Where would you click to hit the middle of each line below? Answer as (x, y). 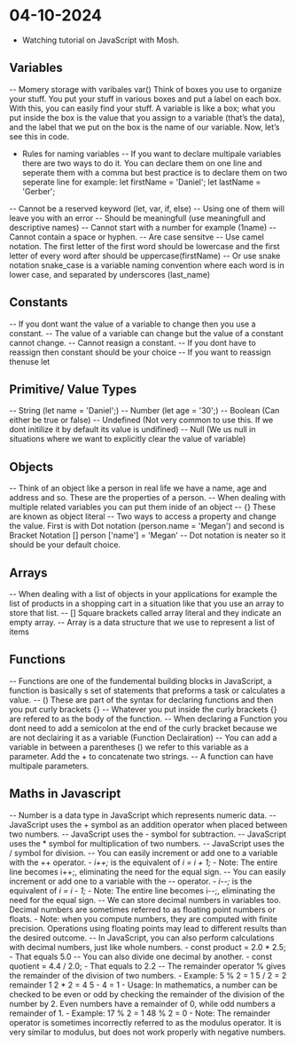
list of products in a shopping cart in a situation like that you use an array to (147, 603)
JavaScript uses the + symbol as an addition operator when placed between (148, 824)
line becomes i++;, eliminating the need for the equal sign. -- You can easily (148, 871)
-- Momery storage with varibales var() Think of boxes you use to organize (145, 89)
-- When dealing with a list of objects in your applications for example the (143, 594)
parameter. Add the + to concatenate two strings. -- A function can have (141, 756)
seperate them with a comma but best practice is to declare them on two (155, 172)
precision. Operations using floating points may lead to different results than (148, 928)
